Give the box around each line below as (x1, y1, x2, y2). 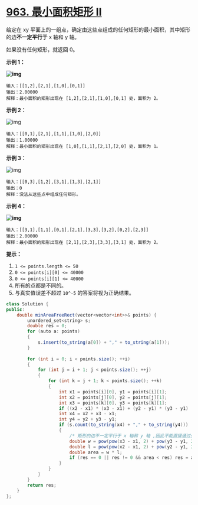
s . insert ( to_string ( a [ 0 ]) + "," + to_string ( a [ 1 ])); (37, 340, 170, 346)
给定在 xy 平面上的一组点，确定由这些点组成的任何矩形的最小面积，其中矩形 (6, 26, 190, 33)
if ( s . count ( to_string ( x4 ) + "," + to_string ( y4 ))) (58, 422, 189, 428)
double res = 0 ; (27, 323, 67, 329)
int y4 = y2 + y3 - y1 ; (58, 416, 117, 422)
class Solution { (6, 301, 49, 307)
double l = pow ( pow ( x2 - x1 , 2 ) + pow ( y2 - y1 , (69, 444, 189, 449)
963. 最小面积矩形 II (6, 5, 102, 19)
